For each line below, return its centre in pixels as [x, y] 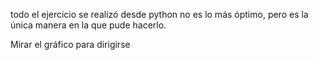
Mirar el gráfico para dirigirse [70, 44]
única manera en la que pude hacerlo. [88, 25]
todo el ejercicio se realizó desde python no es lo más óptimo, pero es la [159, 14]
